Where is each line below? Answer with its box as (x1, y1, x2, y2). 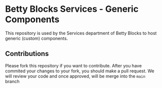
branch (5, 78, 20, 84)
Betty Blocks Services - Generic (5, 3, 139, 15)
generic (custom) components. (5, 35, 68, 41)
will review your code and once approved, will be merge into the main (5, 73, 146, 79)
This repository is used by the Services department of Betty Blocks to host (5, 30, 157, 36)
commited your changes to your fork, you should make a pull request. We (5, 68, 155, 74)
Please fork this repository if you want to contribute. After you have (5, 62, 142, 68)
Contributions (5, 50, 49, 58)
